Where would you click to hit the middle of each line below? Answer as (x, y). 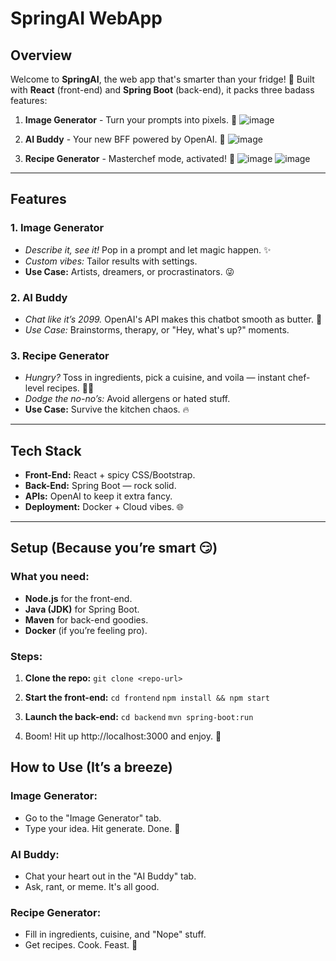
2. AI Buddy (39, 297)
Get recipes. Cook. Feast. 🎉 (81, 945)
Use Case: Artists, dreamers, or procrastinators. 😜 (129, 271)
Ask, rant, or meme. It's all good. (92, 887)
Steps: (26, 656)
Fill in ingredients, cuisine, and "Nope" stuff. (115, 934)
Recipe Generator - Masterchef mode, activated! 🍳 (130, 158)
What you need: (50, 577)
